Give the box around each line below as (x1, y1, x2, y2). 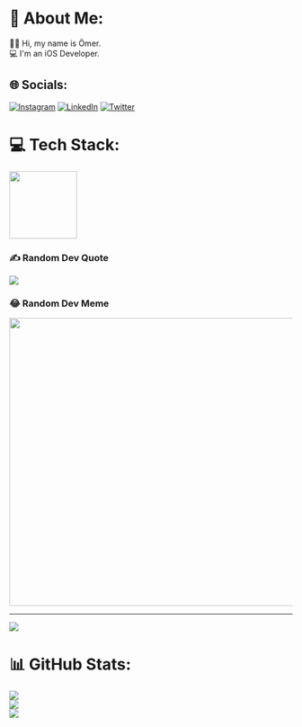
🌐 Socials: (9, 77, 68, 93)
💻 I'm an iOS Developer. (9, 48, 101, 58)
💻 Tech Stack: (9, 134, 120, 155)
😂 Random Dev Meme (9, 297, 110, 310)
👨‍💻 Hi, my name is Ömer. (9, 38, 102, 49)
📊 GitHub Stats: (9, 654, 132, 675)
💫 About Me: (9, 8, 104, 29)
